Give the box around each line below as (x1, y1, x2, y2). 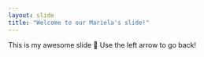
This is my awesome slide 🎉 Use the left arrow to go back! (8, 40, 197, 49)
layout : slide (8, 11, 55, 20)
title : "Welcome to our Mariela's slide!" (8, 19, 150, 27)
